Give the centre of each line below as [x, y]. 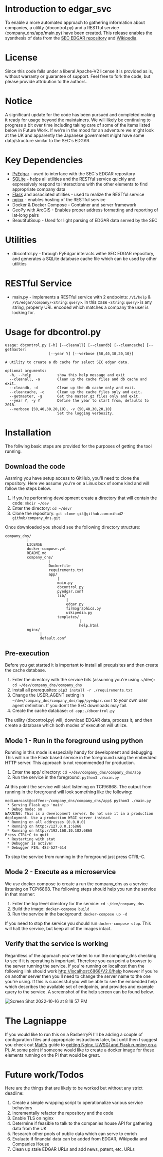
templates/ [68, 617]
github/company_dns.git [36, 518]
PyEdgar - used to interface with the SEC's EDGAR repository [73, 173]
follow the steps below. [28, 488]
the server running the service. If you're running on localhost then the [75, 966]
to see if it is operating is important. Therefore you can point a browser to [78, 961]
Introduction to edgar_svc [58, 9]
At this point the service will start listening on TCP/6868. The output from [78, 786]
